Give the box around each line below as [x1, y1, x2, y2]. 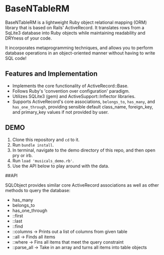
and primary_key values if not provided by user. [12, 109, 109, 115]
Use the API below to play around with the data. [12, 163, 110, 169]
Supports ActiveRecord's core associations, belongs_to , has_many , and [12, 99, 156, 104]
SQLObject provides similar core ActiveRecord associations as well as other [5, 182, 159, 188]
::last [12, 218, 23, 224]
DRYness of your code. [5, 35, 52, 41]
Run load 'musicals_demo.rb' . [12, 157, 74, 163]
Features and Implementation [5, 70, 98, 78]
